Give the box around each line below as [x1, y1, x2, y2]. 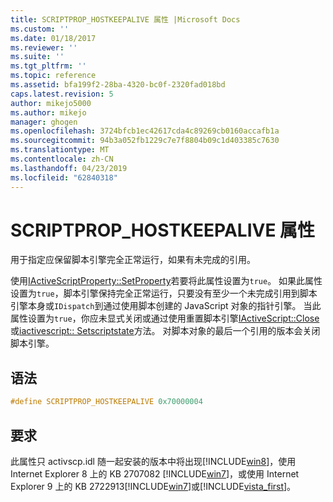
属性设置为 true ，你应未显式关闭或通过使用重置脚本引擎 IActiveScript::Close [10, 312, 320, 325]
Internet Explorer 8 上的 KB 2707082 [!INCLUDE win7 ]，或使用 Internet [10, 467, 300, 480]
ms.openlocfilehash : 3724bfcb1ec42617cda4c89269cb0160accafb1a [10, 126, 280, 136]
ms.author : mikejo [10, 107, 87, 118]
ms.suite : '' [10, 52, 65, 62]
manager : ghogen [10, 117, 78, 127]
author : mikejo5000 [10, 98, 92, 108]
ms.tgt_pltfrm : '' [10, 61, 87, 71]
